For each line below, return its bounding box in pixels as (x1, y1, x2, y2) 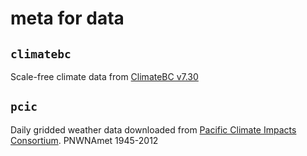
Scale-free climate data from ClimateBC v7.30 (10, 71, 199, 82)
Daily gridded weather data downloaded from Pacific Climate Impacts (10, 123, 297, 136)
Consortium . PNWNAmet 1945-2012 (10, 134, 159, 146)
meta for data (10, 7, 125, 30)
